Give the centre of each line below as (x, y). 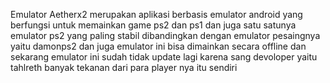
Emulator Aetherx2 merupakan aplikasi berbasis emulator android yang (156, 14)
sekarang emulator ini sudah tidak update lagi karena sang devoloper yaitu (164, 57)
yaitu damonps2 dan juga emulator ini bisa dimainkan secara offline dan (158, 46)
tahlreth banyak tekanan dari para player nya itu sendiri (124, 67)
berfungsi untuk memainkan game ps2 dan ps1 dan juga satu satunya (153, 25)
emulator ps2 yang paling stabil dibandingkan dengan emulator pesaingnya (165, 35)
